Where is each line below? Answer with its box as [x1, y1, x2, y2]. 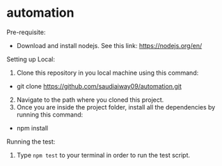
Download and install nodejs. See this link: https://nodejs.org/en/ [16, 41, 203, 50]
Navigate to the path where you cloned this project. [16, 96, 164, 104]
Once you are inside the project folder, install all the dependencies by [16, 103, 216, 111]
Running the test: [6, 137, 56, 146]
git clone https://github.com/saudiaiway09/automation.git [16, 82, 182, 90]
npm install [16, 123, 49, 132]
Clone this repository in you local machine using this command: [16, 68, 199, 77]
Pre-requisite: [6, 28, 46, 36]
